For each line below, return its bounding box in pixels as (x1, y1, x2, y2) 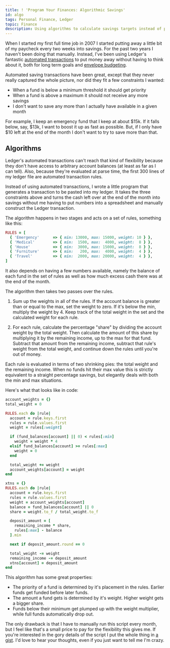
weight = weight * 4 (14, 439, 58, 444)
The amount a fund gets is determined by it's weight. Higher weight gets (12, 595, 164, 601)
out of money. (12, 351, 42, 357)
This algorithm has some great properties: (5, 574, 93, 580)
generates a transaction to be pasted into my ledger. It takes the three (5, 189, 151, 195)
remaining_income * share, (14, 523, 71, 529)
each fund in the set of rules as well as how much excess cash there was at (5, 273, 163, 280)
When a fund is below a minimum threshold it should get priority (12, 87, 147, 93)
